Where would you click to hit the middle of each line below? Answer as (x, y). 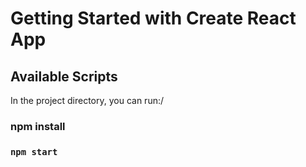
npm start (34, 151)
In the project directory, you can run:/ (87, 100)
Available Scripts (64, 76)
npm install (38, 126)
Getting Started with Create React (153, 18)
